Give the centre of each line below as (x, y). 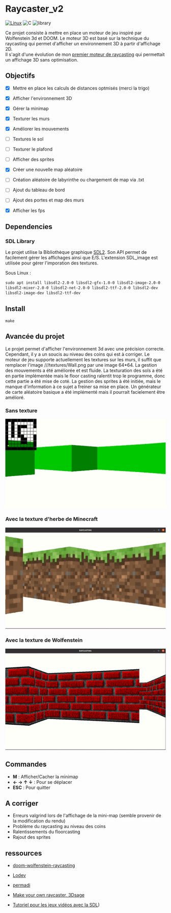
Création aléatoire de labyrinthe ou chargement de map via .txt (78, 180)
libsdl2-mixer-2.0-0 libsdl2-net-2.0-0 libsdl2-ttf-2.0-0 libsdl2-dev (82, 288)
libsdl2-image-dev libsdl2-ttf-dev (43, 293)
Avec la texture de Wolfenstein (44, 640)
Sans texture (21, 410)
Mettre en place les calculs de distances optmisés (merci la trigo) (81, 88)
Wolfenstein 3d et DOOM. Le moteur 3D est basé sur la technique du (77, 38)
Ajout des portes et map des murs (48, 200)
